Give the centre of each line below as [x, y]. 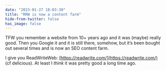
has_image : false [23, 24]
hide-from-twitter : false [32, 19]
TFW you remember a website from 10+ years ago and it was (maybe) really [83, 38]
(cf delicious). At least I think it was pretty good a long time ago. [71, 63]
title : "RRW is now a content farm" [43, 14]
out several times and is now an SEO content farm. [57, 48]
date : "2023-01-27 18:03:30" [35, 10]
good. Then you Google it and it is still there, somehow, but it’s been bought [83, 43]
